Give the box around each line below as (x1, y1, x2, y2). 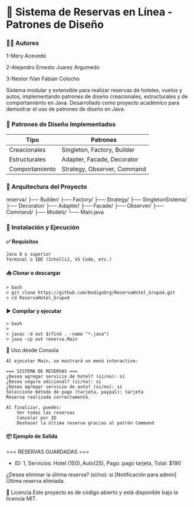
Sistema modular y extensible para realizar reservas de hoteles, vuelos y (6, 87, 183, 94)
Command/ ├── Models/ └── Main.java (6, 209, 104, 216)
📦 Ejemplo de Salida (6, 433, 58, 440)
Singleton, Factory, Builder (61, 145, 135, 154)
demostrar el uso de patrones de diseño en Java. (6, 106, 126, 113)
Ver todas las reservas (17, 409, 75, 415)
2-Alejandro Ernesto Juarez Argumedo (6, 64, 100, 71)
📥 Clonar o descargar (6, 269, 61, 277)
